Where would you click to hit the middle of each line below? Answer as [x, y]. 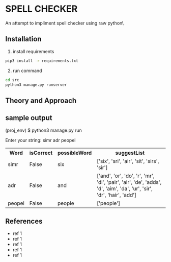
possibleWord [75, 153]
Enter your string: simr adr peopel [40, 140]
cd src [12, 80]
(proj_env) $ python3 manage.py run [44, 130]
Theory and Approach [41, 100]
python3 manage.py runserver [36, 85]
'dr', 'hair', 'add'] [117, 195]
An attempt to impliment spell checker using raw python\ [64, 23]
